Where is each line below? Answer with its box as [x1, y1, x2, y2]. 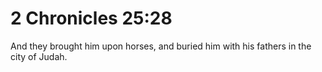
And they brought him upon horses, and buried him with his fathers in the [10, 40, 312, 52]
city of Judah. [10, 50, 68, 62]
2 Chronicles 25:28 [10, 7, 173, 30]
